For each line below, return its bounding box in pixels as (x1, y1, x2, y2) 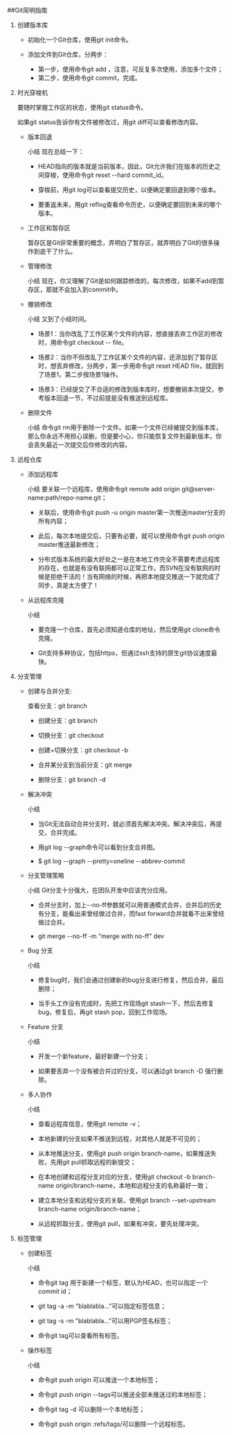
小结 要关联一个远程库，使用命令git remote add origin (27, 485, 180, 493)
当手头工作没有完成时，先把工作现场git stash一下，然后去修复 (37, 999, 215, 1008)
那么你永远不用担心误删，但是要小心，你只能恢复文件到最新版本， (27, 432, 216, 440)
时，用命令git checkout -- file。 (37, 339, 128, 346)
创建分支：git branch (37, 717, 98, 724)
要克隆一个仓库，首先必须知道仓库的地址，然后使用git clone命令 (37, 625, 221, 634)
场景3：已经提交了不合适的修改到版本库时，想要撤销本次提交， (37, 385, 218, 393)
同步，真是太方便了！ (37, 581, 99, 589)
